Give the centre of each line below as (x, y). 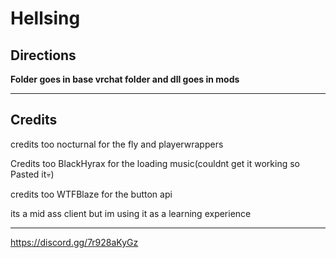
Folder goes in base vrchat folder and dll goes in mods (125, 79)
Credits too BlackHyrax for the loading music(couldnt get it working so (155, 163)
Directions (43, 55)
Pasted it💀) (32, 174)
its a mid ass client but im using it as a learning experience (131, 213)
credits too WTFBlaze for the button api (91, 194)
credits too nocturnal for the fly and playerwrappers (117, 144)
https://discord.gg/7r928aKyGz (74, 242)
